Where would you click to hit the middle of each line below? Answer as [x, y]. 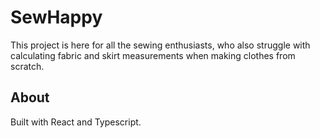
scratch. [27, 66]
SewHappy [56, 17]
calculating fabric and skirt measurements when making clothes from [153, 55]
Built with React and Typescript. [76, 122]
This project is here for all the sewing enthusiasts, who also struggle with [160, 45]
